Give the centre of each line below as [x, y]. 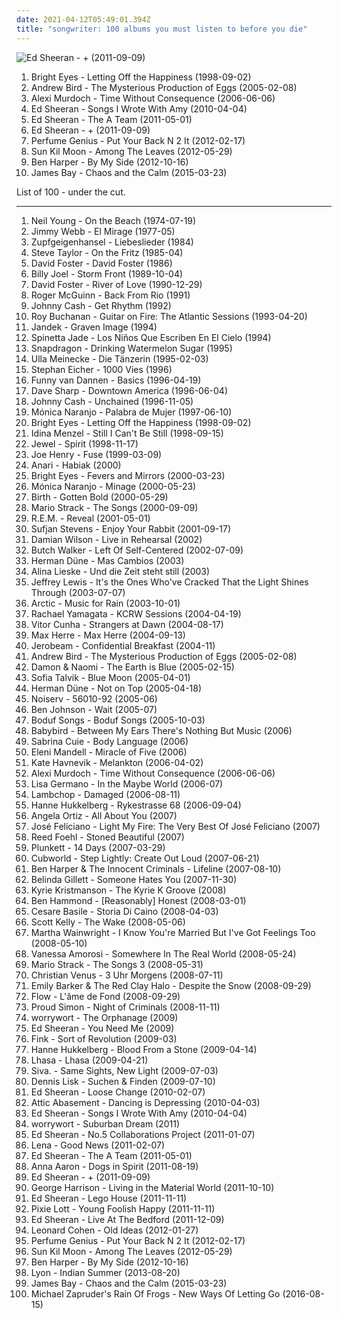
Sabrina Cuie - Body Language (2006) [109, 741]
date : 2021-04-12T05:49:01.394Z [83, 19]
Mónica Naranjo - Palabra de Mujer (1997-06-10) [131, 412]
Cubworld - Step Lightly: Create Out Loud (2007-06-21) [145, 858]
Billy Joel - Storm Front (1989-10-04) [107, 273]
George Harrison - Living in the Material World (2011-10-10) [152, 1187]
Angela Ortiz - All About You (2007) [104, 815]
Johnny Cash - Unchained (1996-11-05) [112, 401]
